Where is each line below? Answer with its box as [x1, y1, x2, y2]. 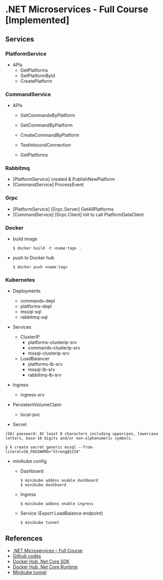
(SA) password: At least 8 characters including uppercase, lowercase [5, 431, 158, 436]
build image [12, 236, 38, 242]
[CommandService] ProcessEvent [12, 181, 84, 188]
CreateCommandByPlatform [20, 132, 79, 138]
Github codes [12, 553, 41, 559]
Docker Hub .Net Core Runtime [12, 564, 78, 570]
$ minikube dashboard [20, 482, 66, 488]
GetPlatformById [20, 73, 55, 79]
